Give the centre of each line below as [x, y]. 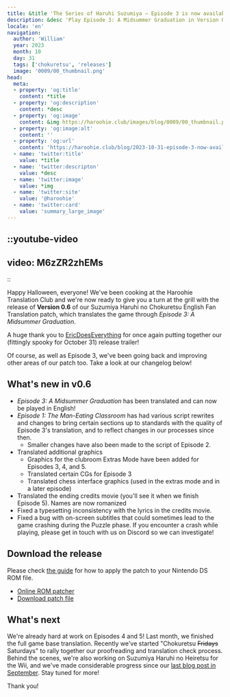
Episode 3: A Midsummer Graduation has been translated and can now [117, 401]
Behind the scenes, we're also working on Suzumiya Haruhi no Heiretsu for [113, 658]
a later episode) [49, 488]
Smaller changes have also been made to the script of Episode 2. [119, 444]
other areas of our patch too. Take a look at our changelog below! [100, 363]
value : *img [36, 186]
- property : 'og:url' [44, 141]
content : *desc [41, 109]
